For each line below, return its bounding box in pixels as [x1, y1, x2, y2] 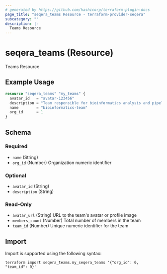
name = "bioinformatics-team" [9, 105, 88, 110]
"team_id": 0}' [5, 265, 37, 270]
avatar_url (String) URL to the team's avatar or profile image [12, 212, 137, 218]
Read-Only [5, 201, 32, 208]
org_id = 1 [9, 110, 43, 115]
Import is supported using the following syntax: [5, 251, 102, 257]
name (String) [12, 154, 38, 160]
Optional [5, 172, 26, 179]
